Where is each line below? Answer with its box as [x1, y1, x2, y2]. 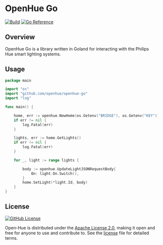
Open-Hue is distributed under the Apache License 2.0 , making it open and [5, 225, 155, 230]
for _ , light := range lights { [14, 158, 79, 163]
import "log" [5, 96, 32, 101]
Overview [5, 33, 35, 41]
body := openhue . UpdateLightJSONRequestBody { [22, 166, 116, 171]
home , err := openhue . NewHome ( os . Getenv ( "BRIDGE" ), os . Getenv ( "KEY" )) [14, 113, 160, 118]
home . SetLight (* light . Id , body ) [22, 180, 88, 185]
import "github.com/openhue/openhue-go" [5, 91, 88, 96]
